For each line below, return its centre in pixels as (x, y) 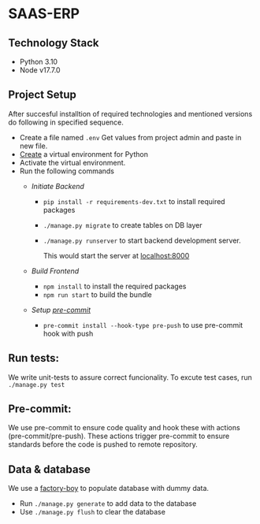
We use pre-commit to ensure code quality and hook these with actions (124, 428)
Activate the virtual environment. (72, 162)
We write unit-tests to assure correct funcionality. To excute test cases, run (130, 377)
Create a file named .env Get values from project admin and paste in (130, 137)
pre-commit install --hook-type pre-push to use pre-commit (143, 325)
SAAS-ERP (44, 14)
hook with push (68, 333)
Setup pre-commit (61, 310)
